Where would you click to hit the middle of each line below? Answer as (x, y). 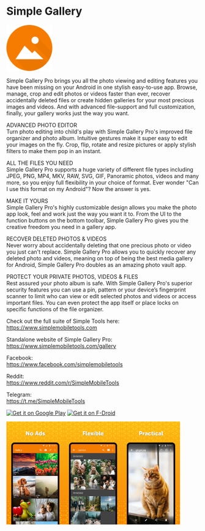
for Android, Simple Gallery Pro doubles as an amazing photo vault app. (96, 265)
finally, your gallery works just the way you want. (68, 113)
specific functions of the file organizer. (55, 309)
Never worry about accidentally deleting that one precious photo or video (99, 245)
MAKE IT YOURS (27, 201)
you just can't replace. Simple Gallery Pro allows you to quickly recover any (101, 252)
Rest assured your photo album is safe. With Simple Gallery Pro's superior (99, 283)
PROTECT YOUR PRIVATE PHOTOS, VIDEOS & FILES (73, 276)
